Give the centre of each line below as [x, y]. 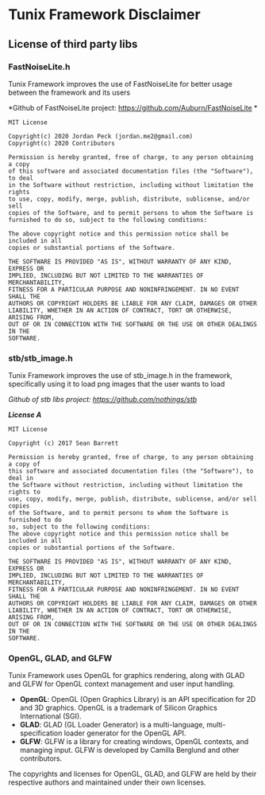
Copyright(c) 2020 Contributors [61, 143]
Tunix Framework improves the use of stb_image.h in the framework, [120, 376]
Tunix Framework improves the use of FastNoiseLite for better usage [120, 84]
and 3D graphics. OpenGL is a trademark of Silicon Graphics [119, 708]
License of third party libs [73, 44]
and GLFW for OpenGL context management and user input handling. [122, 684]
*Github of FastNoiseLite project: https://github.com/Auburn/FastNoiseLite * [133, 107]
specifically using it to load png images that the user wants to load [117, 384]
